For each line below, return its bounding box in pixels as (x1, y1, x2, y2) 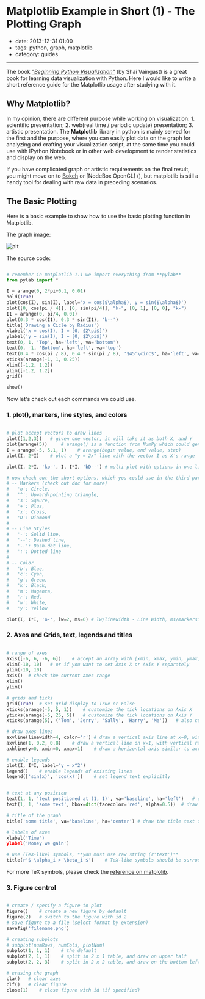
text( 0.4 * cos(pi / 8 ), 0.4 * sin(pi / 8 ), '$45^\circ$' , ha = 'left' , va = (6, 350, 201, 356)
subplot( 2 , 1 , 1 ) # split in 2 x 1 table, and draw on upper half (6, 953, 187, 959)
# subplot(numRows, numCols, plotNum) (6, 942, 105, 948)
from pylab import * (6, 277, 59, 283)
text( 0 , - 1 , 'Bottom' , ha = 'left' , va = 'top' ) (6, 345, 121, 352)
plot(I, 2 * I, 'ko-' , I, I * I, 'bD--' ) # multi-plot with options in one (6, 464, 192, 470)
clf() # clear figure (6, 981, 67, 987)
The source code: (6, 254, 51, 262)
